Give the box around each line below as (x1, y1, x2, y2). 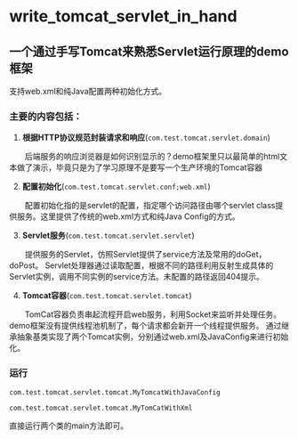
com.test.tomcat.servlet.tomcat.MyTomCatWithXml (9, 403, 193, 412)
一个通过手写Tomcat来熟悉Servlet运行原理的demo (9, 44, 289, 59)
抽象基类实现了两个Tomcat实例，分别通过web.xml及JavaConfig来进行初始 (16, 331, 289, 342)
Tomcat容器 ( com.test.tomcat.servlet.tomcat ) (21, 290, 193, 301)
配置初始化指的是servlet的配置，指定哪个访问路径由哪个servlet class (24, 200, 276, 211)
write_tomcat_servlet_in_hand (9, 6, 238, 27)
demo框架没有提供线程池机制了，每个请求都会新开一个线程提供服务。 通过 (9, 321, 282, 331)
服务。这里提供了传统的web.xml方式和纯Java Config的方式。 (16, 211, 240, 222)
